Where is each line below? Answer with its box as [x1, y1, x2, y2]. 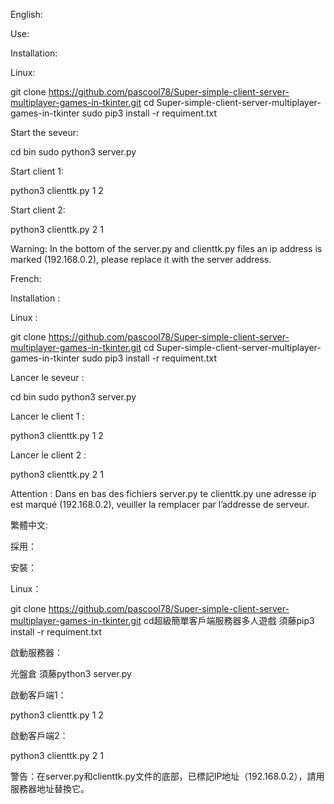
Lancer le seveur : [10, 372, 85, 383]
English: [10, 9, 43, 20]
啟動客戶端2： [10, 730, 69, 741]
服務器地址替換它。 [10, 783, 90, 794]
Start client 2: [10, 204, 66, 216]
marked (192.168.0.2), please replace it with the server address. [10, 254, 272, 265]
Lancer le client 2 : [10, 449, 87, 461]
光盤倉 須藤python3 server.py [10, 668, 132, 679]
